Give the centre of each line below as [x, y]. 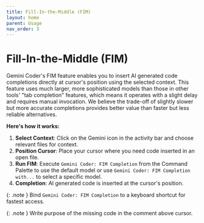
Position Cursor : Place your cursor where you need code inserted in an [105, 151]
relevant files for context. [47, 145]
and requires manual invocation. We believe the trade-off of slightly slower [100, 101]
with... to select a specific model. [58, 177]
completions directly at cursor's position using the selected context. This [98, 82]
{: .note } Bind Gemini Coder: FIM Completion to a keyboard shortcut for [96, 195]
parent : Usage [24, 23]
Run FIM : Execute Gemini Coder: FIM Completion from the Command [101, 164]
